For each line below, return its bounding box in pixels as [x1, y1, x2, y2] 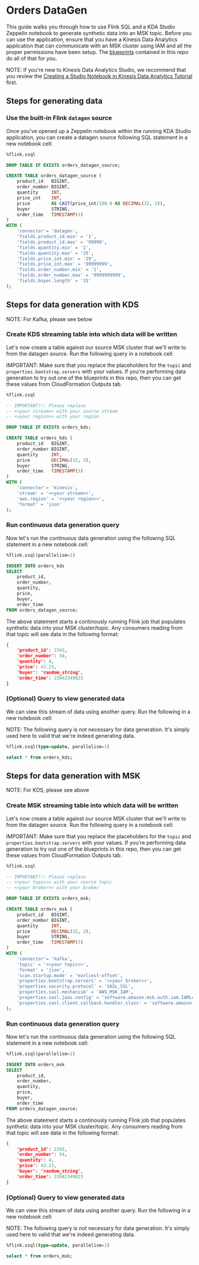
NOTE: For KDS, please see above [6, 787, 89, 794]
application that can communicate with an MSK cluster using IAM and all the [6, 42, 192, 49]
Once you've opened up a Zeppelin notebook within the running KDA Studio [6, 127, 191, 134]
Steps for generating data [6, 96, 102, 106]
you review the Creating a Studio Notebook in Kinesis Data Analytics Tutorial [6, 72, 192, 80]
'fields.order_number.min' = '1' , [17, 267, 102, 273]
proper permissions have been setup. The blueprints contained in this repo [6, 48, 188, 55]
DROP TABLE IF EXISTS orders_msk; [6, 896, 92, 902]
